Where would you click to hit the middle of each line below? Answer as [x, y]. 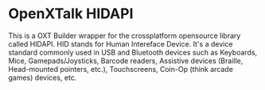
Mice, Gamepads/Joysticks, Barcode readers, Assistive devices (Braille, [126, 61]
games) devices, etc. [43, 77]
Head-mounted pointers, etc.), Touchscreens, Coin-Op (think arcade [121, 69]
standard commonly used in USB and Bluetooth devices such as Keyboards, [133, 52]
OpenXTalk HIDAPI [71, 14]
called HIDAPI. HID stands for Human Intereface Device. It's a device [121, 43]
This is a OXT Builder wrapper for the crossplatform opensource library [125, 36]
